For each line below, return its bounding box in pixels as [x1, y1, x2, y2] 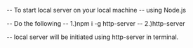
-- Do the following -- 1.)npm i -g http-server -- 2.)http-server [6, 19, 185, 27]
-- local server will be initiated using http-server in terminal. [6, 33, 179, 41]
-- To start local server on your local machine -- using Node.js [6, 6, 187, 14]
